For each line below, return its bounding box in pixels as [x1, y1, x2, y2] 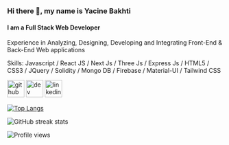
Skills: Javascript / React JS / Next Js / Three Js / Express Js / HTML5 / [7, 59, 210, 67]
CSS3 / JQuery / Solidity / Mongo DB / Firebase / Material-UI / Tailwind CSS [7, 67, 221, 75]
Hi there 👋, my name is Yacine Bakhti [7, 6, 132, 16]
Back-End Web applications [7, 46, 86, 54]
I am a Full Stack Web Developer [7, 23, 101, 32]
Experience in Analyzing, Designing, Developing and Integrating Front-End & [7, 38, 223, 47]
